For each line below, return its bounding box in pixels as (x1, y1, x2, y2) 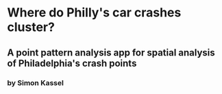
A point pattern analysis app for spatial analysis (7, 47, 216, 58)
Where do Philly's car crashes (7, 5, 182, 21)
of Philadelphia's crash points (7, 57, 137, 69)
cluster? (7, 19, 55, 35)
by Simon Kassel (7, 78, 64, 87)
